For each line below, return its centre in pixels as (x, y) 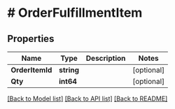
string (69, 70)
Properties (31, 39)
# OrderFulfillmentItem (75, 13)
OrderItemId (31, 70)
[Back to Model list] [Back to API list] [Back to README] (87, 99)
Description (106, 58)
